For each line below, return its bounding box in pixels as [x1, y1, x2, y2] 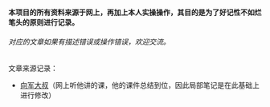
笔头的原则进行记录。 [8, 17, 79, 27]
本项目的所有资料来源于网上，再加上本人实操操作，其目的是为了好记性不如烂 [8, 7, 262, 17]
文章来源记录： [8, 63, 58, 73]
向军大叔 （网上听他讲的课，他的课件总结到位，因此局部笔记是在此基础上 [19, 80, 260, 89]
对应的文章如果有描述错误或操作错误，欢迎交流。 [8, 37, 170, 47]
